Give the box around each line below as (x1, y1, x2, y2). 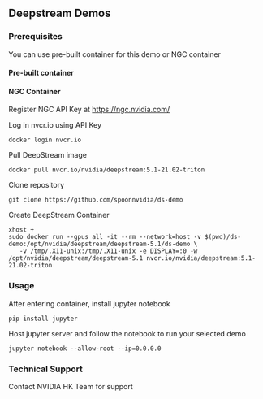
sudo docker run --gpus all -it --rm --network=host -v (8, 233, 201, 241)
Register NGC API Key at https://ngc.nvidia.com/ (8, 105, 170, 115)
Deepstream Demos (8, 7, 111, 20)
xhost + (8, 226, 35, 234)
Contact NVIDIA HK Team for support (8, 382, 134, 392)
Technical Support (8, 363, 83, 375)
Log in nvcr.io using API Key (8, 120, 102, 130)
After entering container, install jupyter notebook (8, 298, 170, 308)
